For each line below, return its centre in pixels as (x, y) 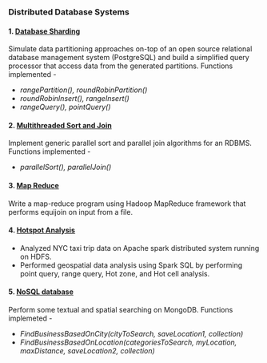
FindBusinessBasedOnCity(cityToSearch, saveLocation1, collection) (132, 333)
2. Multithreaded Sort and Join (60, 125)
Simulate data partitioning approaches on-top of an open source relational (130, 49)
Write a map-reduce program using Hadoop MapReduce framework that (127, 204)
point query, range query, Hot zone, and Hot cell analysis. (115, 273)
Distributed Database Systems (69, 12)
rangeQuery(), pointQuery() (65, 107)
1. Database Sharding (44, 31)
